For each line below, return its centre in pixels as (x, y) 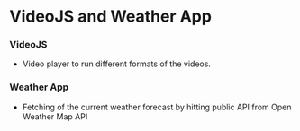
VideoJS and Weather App (110, 17)
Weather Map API (55, 116)
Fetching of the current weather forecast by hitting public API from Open (157, 107)
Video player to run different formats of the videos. (117, 64)
